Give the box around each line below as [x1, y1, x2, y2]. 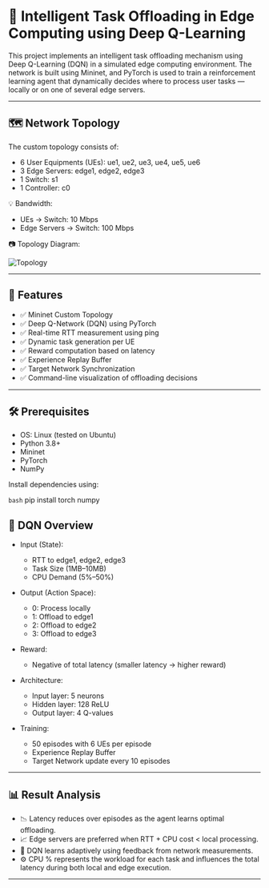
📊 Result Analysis [8, 788, 102, 801]
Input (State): [19, 540, 64, 550]
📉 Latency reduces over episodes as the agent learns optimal [19, 813, 225, 823]
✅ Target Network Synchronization [19, 364, 135, 373]
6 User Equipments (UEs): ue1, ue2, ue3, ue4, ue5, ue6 [19, 157, 201, 167]
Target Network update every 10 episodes [31, 757, 171, 766]
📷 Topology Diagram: [8, 239, 81, 248]
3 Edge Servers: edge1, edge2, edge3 [19, 166, 145, 176]
